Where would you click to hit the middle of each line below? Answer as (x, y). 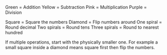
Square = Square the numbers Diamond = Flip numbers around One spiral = (84, 22)
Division (14, 12)
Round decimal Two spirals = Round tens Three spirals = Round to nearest (82, 27)
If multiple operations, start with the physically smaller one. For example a (82, 42)
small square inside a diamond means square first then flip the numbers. (80, 47)
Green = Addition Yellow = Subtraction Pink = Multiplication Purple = (76, 7)
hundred (14, 32)
